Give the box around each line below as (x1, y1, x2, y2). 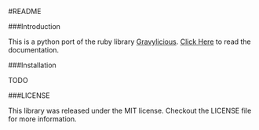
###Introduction (8, 22, 61, 31)
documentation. (8, 45, 60, 54)
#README (8, 7, 42, 16)
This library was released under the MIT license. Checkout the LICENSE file (8, 106, 252, 115)
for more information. (8, 114, 77, 124)
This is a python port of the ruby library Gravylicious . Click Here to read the (8, 37, 251, 46)
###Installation (8, 60, 57, 70)
